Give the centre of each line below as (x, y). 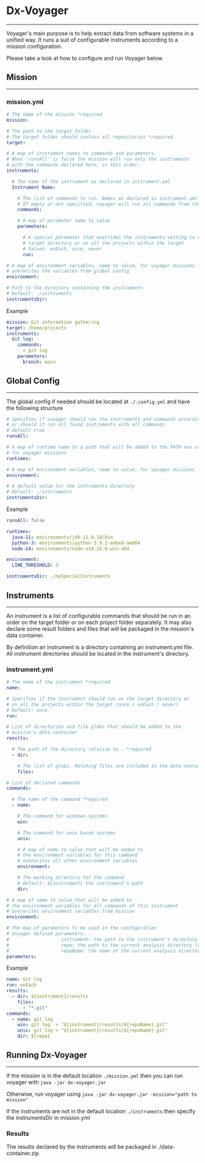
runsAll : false (26, 521)
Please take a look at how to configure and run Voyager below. (85, 58)
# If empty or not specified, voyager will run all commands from (103, 204)
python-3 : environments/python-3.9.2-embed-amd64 (76, 543)
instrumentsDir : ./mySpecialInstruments (59, 576)
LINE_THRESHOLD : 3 (35, 565)
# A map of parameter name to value (64, 221)
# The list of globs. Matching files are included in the (92, 766)
